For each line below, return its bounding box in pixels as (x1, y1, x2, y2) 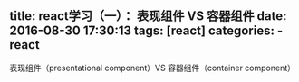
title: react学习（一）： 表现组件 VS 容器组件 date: (9, 8, 287, 24)
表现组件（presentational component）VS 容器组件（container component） (9, 62, 296, 73)
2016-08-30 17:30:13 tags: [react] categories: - (9, 23, 284, 39)
